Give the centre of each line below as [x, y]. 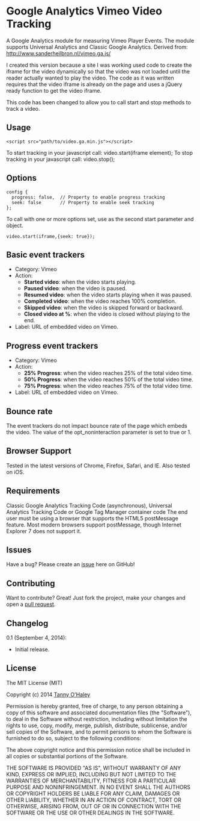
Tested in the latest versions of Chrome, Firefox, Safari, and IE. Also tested [98, 466]
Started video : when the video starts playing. [80, 282]
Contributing [31, 583]
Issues [19, 550]
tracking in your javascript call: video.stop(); [61, 159]
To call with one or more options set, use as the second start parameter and [100, 219]
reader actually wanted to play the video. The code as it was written [90, 78]
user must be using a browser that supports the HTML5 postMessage [92, 518]
